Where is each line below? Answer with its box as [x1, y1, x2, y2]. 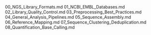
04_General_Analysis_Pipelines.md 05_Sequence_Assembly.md [5, 14, 131, 20]
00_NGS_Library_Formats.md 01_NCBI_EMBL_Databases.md [5, 4, 125, 10]
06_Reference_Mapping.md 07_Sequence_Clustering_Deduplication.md [5, 19, 147, 25]
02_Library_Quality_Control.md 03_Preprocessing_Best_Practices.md [5, 9, 142, 15]
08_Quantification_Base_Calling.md [5, 24, 75, 30]
